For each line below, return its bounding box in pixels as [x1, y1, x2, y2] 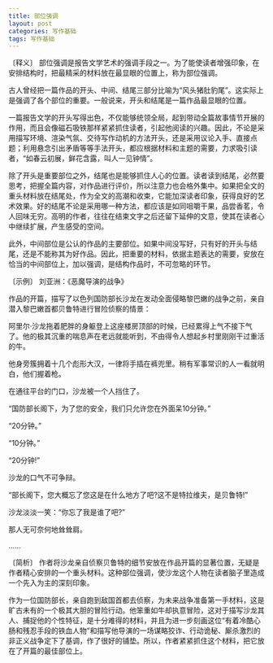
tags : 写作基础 [8, 34, 55, 43]
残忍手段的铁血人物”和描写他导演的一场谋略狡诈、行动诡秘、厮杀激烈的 [22, 626, 262, 635]
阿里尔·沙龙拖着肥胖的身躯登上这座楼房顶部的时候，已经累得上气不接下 [8, 321, 246, 331]
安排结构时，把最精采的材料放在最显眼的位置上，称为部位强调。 [8, 68, 222, 78]
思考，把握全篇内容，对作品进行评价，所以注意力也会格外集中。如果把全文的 [8, 181, 265, 191]
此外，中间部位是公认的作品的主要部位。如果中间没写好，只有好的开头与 [8, 239, 250, 249]
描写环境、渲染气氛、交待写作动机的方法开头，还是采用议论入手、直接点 [15, 133, 258, 143]
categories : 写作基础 [8, 27, 77, 35]
